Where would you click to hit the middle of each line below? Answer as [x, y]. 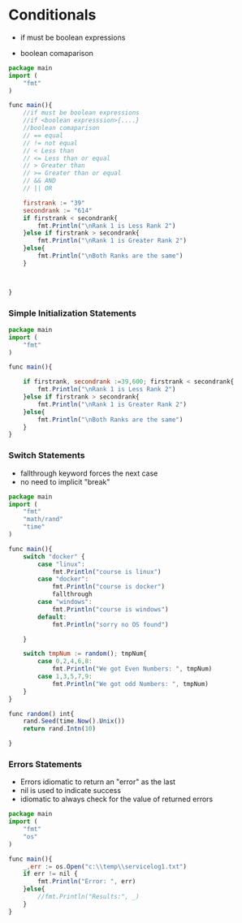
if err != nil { [51, 874]
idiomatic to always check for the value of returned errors [117, 799]
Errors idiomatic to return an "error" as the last [98, 782]
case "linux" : [61, 564]
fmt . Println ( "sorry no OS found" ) [110, 624]
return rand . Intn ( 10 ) [59, 729]
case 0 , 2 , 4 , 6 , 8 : [65, 662]
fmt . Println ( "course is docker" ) [108, 587]
